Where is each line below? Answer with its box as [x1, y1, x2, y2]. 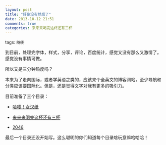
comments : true [5, 21, 37, 26]
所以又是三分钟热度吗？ [5, 66, 53, 72]
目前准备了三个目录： [5, 94, 49, 99]
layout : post [5, 7, 32, 12]
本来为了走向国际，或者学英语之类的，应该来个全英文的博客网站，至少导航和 [5, 77, 162, 83]
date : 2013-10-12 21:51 [5, 16, 55, 21]
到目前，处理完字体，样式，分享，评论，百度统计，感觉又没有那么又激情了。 [5, 49, 162, 55]
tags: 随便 [5, 39, 24, 45]
